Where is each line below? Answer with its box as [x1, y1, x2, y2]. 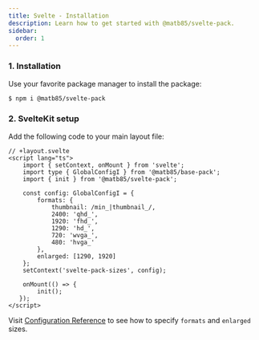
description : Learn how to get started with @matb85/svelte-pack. [8, 19, 235, 27]
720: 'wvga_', [51, 231, 99, 239]
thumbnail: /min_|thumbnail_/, [51, 203, 156, 211]
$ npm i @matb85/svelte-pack [8, 94, 106, 103]
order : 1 [15, 34, 45, 42]
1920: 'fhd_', [51, 217, 99, 225]
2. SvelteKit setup [8, 113, 79, 124]
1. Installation [8, 61, 62, 72]
